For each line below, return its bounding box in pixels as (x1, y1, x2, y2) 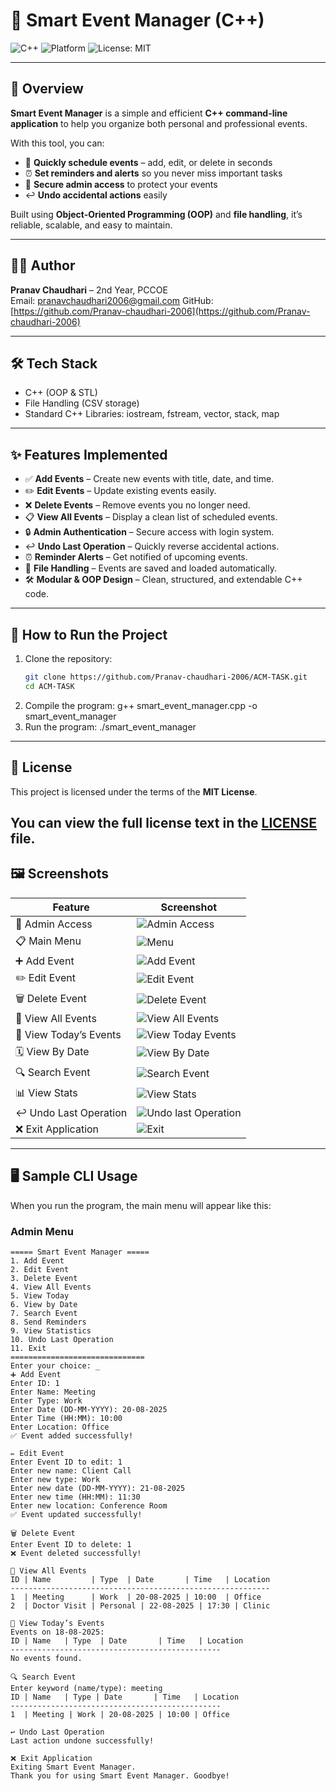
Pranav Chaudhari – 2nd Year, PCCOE (10, 284, 168, 296)
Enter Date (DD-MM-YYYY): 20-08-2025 (10, 1404, 168, 1414)
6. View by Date (10, 1299, 78, 1309)
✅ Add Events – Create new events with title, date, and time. (24, 473, 275, 485)
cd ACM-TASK (24, 681, 75, 691)
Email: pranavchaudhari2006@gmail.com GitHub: (10, 294, 214, 306)
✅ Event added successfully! (10, 1430, 134, 1441)
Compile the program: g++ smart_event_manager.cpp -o (24, 699, 258, 711)
